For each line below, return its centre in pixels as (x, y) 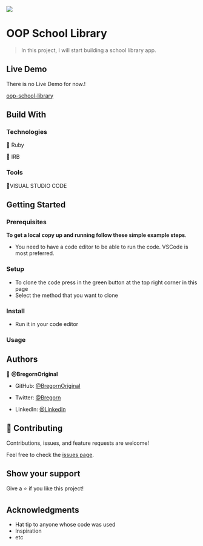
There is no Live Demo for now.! (46, 84)
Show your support (43, 474)
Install (16, 311)
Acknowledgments (43, 510)
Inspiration (28, 531)
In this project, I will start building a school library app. (88, 50)
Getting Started (36, 205)
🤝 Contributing (35, 428)
